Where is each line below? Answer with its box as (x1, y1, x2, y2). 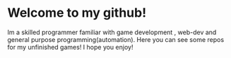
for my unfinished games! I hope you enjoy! (7, 43, 134, 51)
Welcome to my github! (7, 5, 147, 21)
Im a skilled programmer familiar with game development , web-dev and (7, 28, 217, 36)
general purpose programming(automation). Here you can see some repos (7, 35, 225, 43)
